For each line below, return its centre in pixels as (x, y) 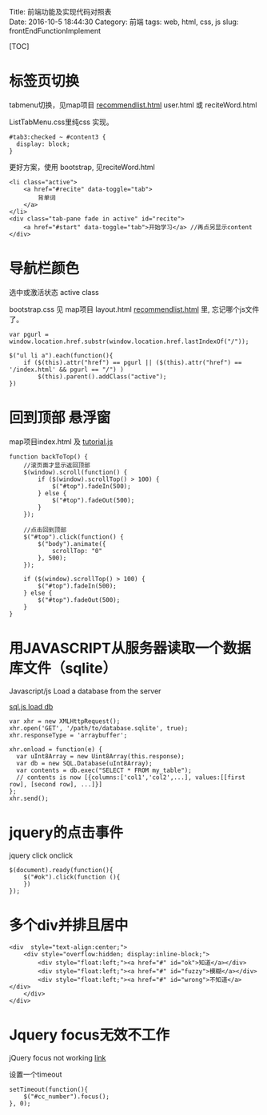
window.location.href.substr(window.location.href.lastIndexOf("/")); (129, 341)
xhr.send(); (29, 798)
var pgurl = (29, 334)
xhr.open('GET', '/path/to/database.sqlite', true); (99, 728)
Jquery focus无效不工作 (90, 1034)
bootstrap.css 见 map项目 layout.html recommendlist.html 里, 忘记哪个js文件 (134, 309)
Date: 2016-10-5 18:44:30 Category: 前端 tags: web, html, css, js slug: (124, 22)
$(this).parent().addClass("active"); (102, 376)
